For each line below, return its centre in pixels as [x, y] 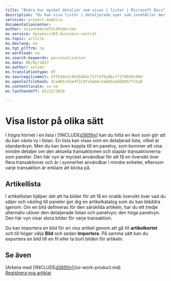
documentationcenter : [28, 24]
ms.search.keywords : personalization [45, 58]
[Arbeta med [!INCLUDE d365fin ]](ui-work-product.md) [63, 268]
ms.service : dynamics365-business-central [51, 34]
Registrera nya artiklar [29, 273]
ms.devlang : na [21, 44]
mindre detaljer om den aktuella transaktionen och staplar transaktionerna [83, 151]
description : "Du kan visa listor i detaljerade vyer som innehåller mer [86, 15]
